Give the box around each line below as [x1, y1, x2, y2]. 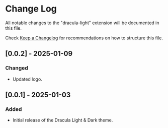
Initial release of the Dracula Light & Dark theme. [12, 117, 113, 123]
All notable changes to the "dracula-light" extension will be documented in [5, 20, 159, 26]
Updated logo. [12, 76, 43, 82]
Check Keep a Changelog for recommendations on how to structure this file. [5, 35, 163, 41]
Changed [5, 65, 29, 72]
